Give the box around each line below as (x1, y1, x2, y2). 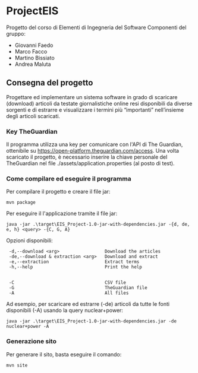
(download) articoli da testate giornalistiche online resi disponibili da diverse (6, 100, 193, 107)
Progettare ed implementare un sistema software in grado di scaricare (6, 93, 178, 100)
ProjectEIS (6, 4, 59, 18)
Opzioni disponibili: (6, 237, 53, 244)
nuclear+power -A (6, 324, 49, 330)
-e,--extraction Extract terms (8, 259, 140, 265)
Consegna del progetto (6, 78, 93, 88)
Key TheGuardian (6, 127, 58, 135)
